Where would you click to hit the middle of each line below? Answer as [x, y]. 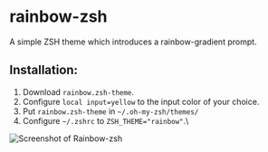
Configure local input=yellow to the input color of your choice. [141, 101]
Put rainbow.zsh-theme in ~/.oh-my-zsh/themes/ [110, 111]
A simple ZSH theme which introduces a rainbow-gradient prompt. [133, 42]
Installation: [44, 70]
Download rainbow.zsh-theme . [78, 91]
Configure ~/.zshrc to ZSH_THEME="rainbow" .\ [105, 120]
